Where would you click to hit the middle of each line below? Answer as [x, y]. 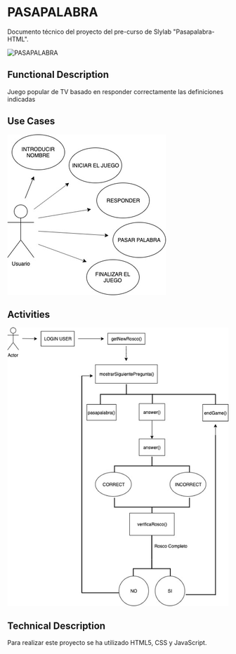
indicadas [21, 99]
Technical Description [57, 626]
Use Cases [31, 121]
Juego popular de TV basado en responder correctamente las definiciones [115, 91]
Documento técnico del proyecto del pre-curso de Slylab [90, 32]
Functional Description [58, 75]
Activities [29, 314]
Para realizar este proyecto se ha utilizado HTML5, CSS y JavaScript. [107, 643]
